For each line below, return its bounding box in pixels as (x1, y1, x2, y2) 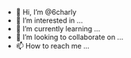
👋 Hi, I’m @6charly (15, 8, 77, 16)
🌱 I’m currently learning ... (15, 24, 101, 33)
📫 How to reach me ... (15, 42, 90, 50)
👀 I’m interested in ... (15, 16, 83, 25)
